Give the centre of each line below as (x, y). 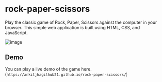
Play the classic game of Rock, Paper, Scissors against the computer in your (81, 22)
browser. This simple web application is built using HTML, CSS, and (73, 27)
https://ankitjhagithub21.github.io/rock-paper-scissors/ (66, 74)
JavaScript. (16, 33)
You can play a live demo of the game (43, 69)
